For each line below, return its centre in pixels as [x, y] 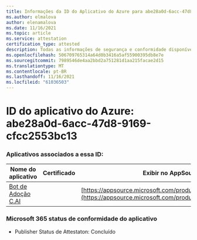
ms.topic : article [28, 33]
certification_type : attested [43, 44]
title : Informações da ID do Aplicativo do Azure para [74, 11]
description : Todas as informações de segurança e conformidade [86, 50]
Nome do [23, 169]
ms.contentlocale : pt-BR [36, 71]
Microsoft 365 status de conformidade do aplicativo [81, 219]
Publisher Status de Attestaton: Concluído [65, 231]
